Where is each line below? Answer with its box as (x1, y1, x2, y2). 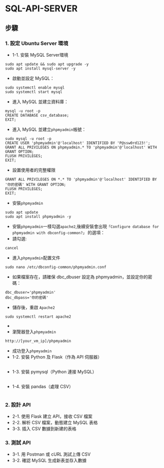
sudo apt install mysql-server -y (5, 66, 76, 71)
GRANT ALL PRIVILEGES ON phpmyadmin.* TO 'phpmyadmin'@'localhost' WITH (5, 145, 157, 150)
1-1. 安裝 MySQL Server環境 (12, 52, 69, 58)
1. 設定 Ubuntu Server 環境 (5, 40, 69, 47)
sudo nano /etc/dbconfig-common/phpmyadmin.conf (5, 265, 107, 269)
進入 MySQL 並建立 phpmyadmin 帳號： (12, 126, 86, 132)
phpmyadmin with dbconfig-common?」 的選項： (12, 230, 105, 235)
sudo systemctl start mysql (5, 89, 63, 94)
